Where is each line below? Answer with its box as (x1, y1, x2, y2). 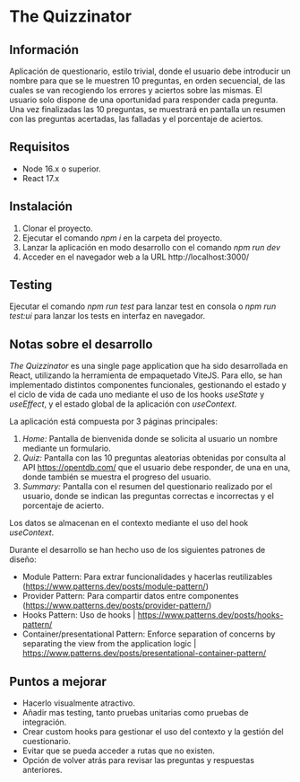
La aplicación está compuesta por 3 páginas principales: (9, 416, 218, 427)
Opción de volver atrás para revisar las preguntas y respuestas (21, 755, 255, 766)
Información (9, 42, 79, 57)
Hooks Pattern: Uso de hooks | (21, 610, 136, 620)
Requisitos (9, 139, 70, 154)
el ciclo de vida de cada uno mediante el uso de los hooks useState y (9, 389, 265, 400)
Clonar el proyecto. (21, 223, 93, 233)
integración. (21, 716, 67, 728)
